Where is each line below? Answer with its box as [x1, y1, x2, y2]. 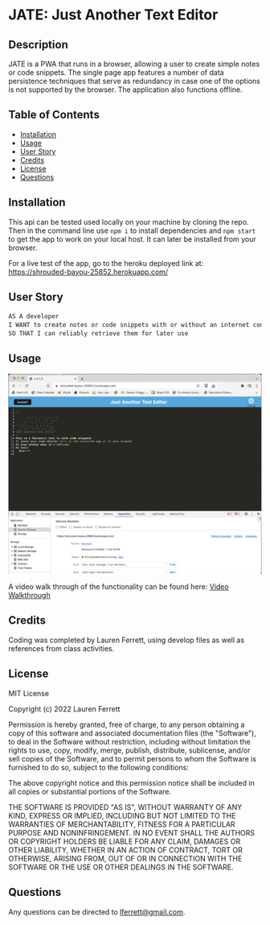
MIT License [8, 688, 50, 698]
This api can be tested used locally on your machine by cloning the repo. [8, 217, 249, 226]
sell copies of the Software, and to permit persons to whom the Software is [8, 753, 257, 763]
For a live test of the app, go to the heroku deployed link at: [8, 258, 204, 268]
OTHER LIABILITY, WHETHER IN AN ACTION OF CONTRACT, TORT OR [8, 844, 243, 855]
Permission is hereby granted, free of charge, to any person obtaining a [8, 720, 245, 729]
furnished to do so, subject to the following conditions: [8, 762, 189, 772]
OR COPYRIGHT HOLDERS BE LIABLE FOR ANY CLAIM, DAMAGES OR [8, 836, 241, 846]
